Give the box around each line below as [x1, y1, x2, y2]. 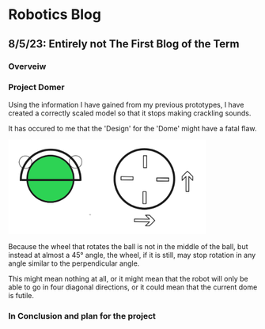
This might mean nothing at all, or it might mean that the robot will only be [8, 274, 248, 283]
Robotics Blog [8, 6, 101, 24]
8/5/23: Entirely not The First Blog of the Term [8, 37, 240, 51]
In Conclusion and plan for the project [8, 310, 157, 321]
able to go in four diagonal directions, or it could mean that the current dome [8, 282, 258, 292]
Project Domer [8, 81, 65, 93]
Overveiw [8, 61, 47, 72]
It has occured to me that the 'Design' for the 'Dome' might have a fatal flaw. [8, 123, 257, 133]
